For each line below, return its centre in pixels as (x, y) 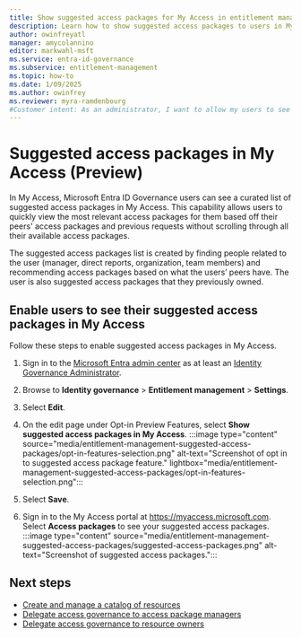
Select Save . (46, 499)
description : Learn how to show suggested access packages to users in (146, 26)
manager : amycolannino (52, 43)
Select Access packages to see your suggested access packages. (146, 526)
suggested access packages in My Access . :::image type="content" (150, 434)
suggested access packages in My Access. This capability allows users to (146, 207)
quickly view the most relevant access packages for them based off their (144, 217)
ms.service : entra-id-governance (72, 59)
